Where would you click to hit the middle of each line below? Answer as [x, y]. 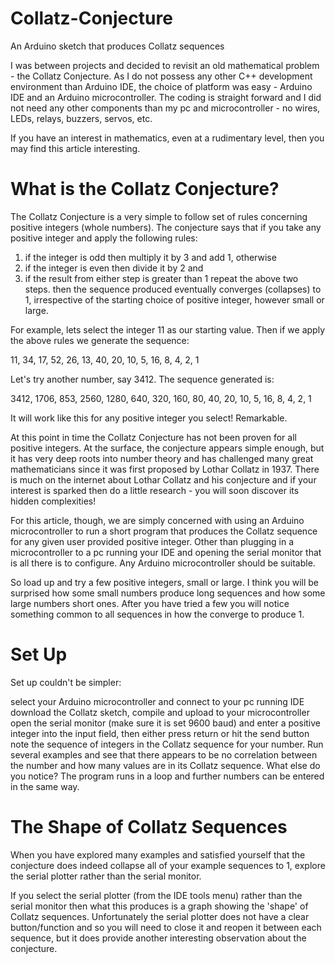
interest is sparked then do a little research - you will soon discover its [155, 490]
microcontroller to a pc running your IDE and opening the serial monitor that [166, 552]
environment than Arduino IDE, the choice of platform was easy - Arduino [161, 86]
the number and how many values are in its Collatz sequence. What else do [165, 765]
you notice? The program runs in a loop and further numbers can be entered [167, 776]
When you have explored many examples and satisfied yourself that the [158, 854]
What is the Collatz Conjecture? [145, 189]
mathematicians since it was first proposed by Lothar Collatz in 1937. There [165, 469]
